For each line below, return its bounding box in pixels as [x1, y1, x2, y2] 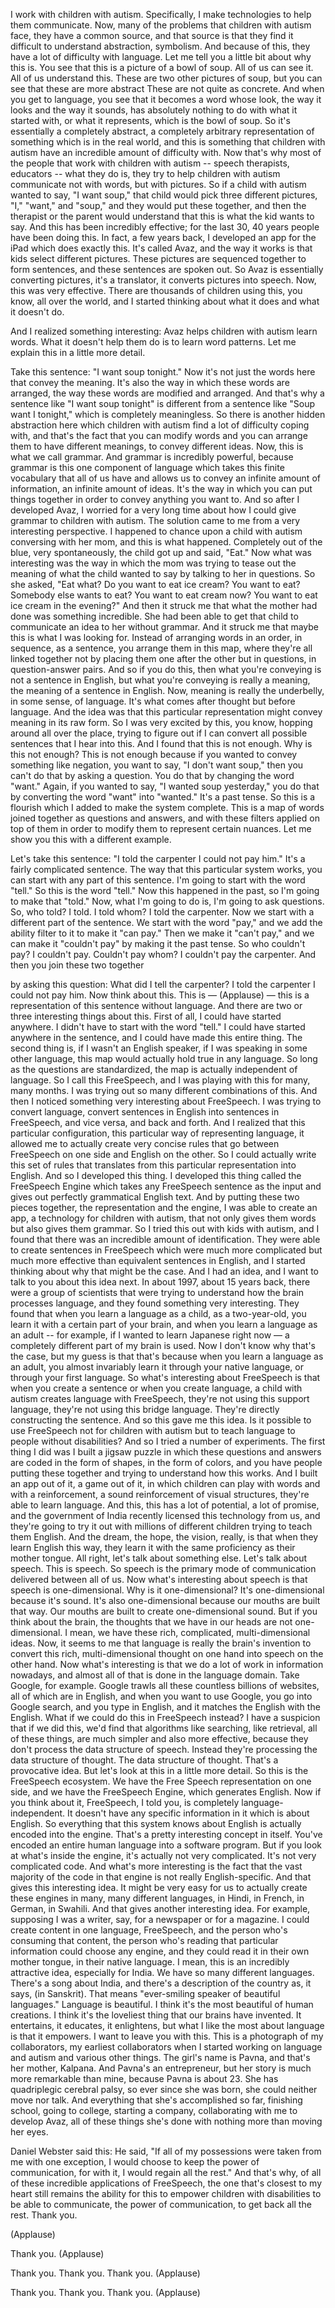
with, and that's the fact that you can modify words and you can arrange [10, 430, 308, 441]
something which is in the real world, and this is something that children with [10, 136, 326, 148]
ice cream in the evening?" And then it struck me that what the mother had [10, 600, 318, 611]
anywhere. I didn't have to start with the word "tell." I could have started [10, 1021, 306, 1033]
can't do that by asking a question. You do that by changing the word [10, 770, 295, 781]
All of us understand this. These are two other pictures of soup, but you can [10, 72, 323, 84]
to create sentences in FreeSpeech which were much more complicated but [10, 1244, 323, 1256]
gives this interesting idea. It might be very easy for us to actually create [10, 1882, 308, 1893]
